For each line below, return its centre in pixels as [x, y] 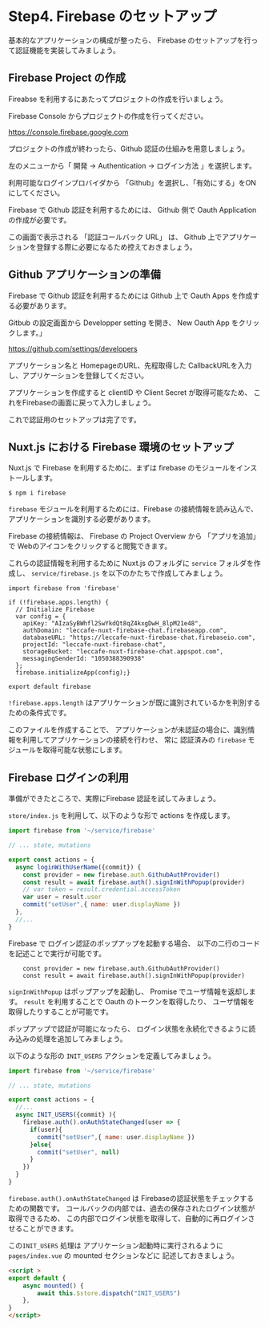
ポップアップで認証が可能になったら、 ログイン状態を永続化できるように [128, 1028]
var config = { [41, 617]
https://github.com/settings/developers [73, 348]
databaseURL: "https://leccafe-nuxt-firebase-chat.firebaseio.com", [139, 638]
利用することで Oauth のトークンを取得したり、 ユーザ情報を [154, 1001]
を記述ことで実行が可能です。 [57, 953]
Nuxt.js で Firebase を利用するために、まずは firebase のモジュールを [122, 468]
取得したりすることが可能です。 [61, 1012]
